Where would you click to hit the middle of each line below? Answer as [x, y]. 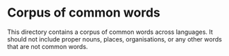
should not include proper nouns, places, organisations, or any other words [114, 39]
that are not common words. [48, 46]
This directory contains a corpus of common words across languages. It [110, 32]
